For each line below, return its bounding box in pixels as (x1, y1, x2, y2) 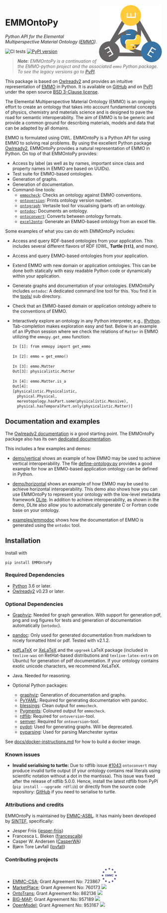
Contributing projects (5, 856, 59, 863)
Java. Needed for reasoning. (12, 673, 71, 679)
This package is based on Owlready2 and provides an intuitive (5, 78, 133, 84)
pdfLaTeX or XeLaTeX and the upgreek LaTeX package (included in (12, 647, 148, 653)
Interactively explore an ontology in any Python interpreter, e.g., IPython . (12, 317, 161, 323)
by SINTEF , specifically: (5, 818, 54, 824)
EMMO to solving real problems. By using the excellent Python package (5, 140, 152, 146)
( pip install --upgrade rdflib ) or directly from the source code (12, 783, 146, 789)
